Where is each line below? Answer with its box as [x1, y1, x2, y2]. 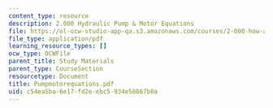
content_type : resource [8, 11, 89, 20]
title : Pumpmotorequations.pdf [8, 80, 115, 88]
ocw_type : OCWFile [8, 50, 71, 58]
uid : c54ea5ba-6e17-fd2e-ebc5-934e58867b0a [8, 87, 158, 96]
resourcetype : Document [8, 72, 89, 80]
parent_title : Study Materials [8, 58, 115, 66]
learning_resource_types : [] [8, 42, 107, 50]
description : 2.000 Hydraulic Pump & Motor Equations [8, 19, 195, 28]
